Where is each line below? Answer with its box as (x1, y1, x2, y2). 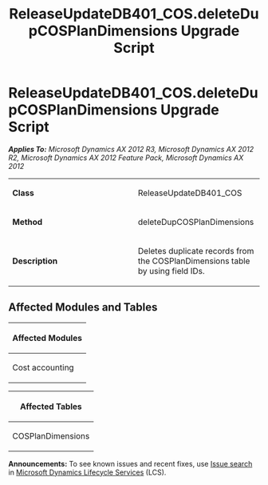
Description (12, 255, 58, 267)
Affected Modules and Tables (8, 301, 158, 315)
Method (12, 216, 43, 227)
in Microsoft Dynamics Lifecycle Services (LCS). (8, 467, 167, 477)
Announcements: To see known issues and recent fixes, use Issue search (8, 459, 253, 468)
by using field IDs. (138, 265, 205, 276)
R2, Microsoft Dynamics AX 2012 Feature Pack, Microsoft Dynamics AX (8, 153, 244, 162)
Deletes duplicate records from (138, 245, 254, 256)
